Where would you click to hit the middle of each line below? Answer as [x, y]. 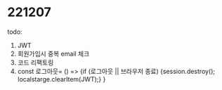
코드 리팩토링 [35, 62]
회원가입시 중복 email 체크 [53, 53]
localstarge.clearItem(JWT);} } [61, 79]
